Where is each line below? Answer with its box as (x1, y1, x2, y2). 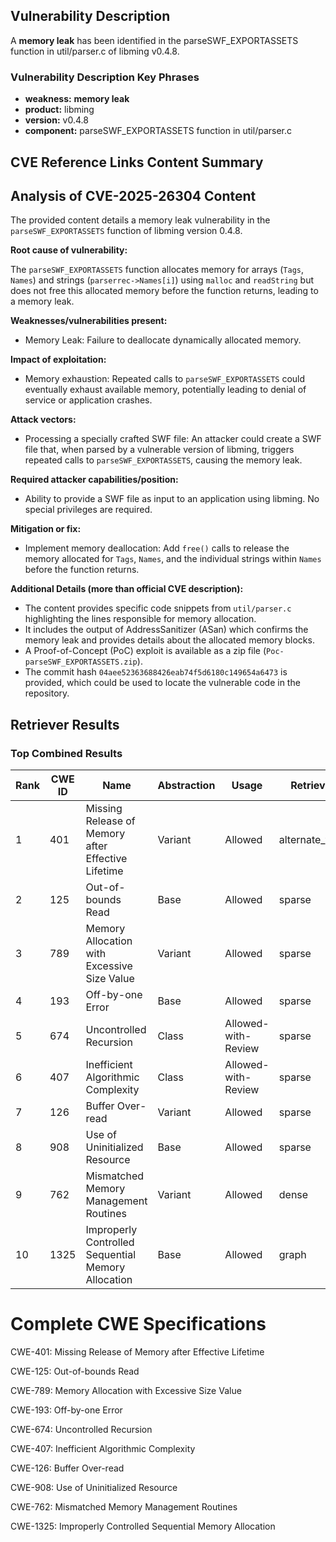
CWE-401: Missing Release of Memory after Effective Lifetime (10, 1345, 265, 1358)
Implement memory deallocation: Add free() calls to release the (24, 542, 290, 554)
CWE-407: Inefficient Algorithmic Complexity (10, 1442, 196, 1454)
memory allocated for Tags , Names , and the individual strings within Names (24, 553, 322, 565)
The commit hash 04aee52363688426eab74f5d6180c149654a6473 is (24, 666, 288, 678)
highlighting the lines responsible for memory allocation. (24, 613, 257, 625)
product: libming (24, 104, 95, 116)
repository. (24, 687, 70, 699)
